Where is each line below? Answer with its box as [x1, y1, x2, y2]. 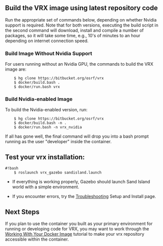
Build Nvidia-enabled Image [5, 96, 73, 102]
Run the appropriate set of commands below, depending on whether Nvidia [5, 17, 157, 23]
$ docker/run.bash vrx [14, 84, 60, 90]
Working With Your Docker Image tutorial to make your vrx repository [5, 231, 144, 237]
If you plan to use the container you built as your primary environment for [5, 221, 153, 227]
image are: [5, 66, 27, 73]
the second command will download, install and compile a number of [5, 27, 144, 33]
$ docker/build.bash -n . [14, 121, 67, 125]
